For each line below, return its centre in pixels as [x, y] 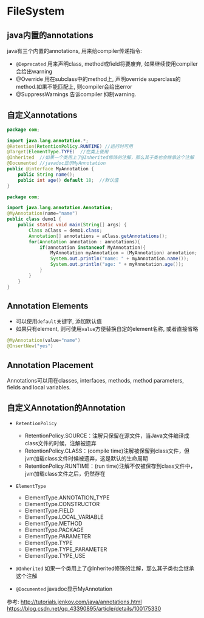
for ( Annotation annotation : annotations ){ [84, 241]
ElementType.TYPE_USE [55, 555]
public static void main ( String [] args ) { [72, 225]
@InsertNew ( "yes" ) [30, 346]
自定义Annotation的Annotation [66, 408]
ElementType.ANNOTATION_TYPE [67, 498]
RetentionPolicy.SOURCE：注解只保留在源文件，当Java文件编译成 [107, 436]
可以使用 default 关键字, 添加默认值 [59, 321]
